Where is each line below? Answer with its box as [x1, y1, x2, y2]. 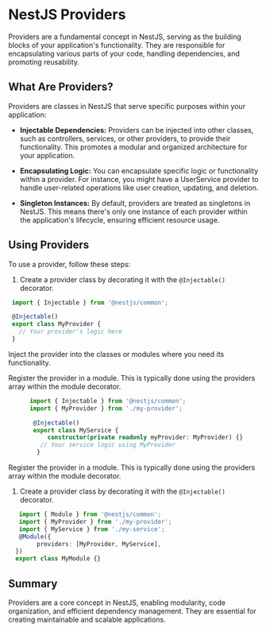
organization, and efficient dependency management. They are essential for [8, 607, 256, 615]
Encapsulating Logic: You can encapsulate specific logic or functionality [19, 165, 259, 176]
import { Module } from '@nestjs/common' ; [18, 510, 161, 518]
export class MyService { [33, 426, 119, 434]
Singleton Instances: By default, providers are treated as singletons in [19, 198, 251, 207]
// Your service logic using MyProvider [40, 441, 176, 449]
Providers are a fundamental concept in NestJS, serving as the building [8, 32, 242, 41]
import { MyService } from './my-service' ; [18, 525, 165, 533]
